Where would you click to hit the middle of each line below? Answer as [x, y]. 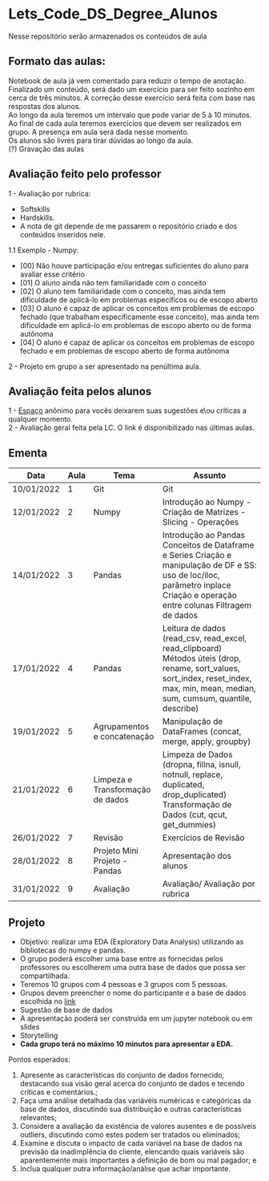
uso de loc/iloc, [191, 576]
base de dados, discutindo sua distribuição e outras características [130, 1109]
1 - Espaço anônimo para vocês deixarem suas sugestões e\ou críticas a [127, 411]
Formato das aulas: [57, 61]
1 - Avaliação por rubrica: [50, 193]
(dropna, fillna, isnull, [202, 765]
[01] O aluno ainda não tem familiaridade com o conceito [113, 282]
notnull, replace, [193, 775]
